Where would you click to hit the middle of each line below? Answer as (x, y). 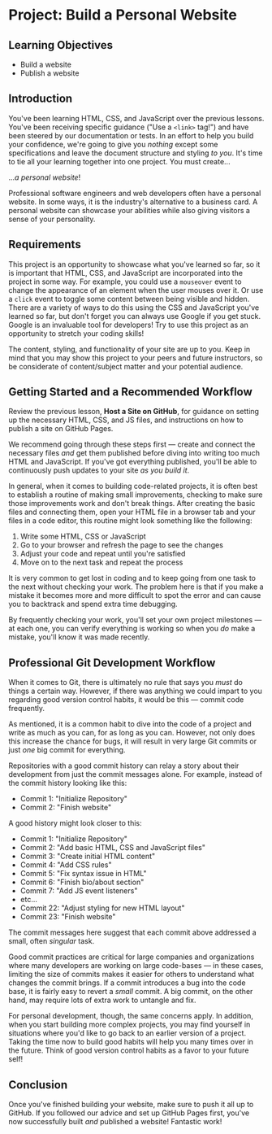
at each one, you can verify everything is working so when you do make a (132, 629)
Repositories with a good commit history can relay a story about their (124, 765)
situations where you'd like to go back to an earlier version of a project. (127, 1033)
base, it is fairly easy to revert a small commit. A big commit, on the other (131, 992)
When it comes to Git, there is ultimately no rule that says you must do (126, 683)
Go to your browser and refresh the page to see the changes (121, 545)
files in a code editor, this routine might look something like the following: (130, 521)
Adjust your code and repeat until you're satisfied (103, 554)
